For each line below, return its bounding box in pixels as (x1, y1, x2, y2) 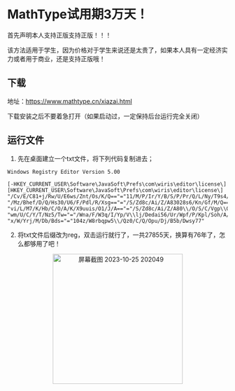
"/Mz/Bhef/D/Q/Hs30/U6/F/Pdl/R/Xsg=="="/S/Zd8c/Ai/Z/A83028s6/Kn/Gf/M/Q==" (7, 199, 233, 206)
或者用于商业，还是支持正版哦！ (13, 54, 106, 63)
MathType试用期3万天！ (7, 6, 149, 22)
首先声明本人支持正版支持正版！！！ (7, 31, 112, 39)
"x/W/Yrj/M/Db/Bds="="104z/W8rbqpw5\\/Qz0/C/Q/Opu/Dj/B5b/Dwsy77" (7, 217, 205, 224)
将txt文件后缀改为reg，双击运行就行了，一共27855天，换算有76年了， (17, 231, 220, 239)
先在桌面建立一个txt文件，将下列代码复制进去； (17, 154, 154, 163)
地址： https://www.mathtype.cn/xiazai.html (7, 97, 133, 105)
